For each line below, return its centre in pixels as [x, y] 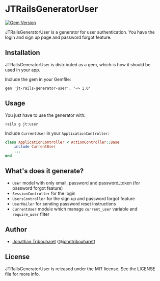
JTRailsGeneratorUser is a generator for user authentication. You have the [80, 32]
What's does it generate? [44, 171]
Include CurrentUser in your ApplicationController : [57, 133]
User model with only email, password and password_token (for [76, 183]
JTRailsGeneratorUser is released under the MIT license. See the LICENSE [80, 269]
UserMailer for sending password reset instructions [64, 204]
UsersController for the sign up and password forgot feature [73, 198]
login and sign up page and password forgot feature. [58, 37]
